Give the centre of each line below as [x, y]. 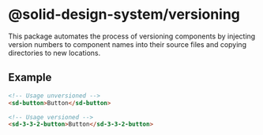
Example [30, 77]
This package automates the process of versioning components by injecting [132, 36]
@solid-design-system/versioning [124, 15]
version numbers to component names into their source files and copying [128, 44]
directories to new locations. [54, 53]
